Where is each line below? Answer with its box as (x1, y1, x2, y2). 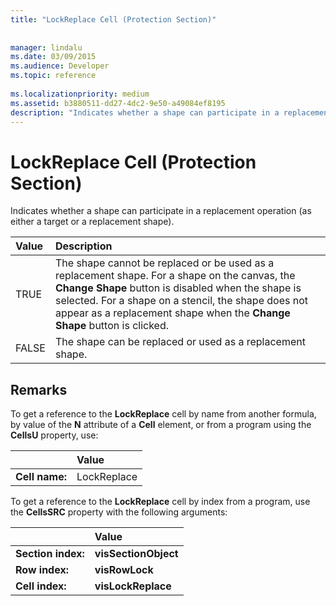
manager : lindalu (10, 42, 83, 53)
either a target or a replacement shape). (10, 216, 175, 228)
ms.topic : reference (10, 71, 97, 81)
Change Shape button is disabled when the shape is (54, 281, 302, 295)
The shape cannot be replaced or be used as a (54, 256, 275, 270)
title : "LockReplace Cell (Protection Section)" (10, 14, 217, 25)
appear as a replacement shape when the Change (54, 306, 291, 320)
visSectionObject (94, 547, 179, 561)
